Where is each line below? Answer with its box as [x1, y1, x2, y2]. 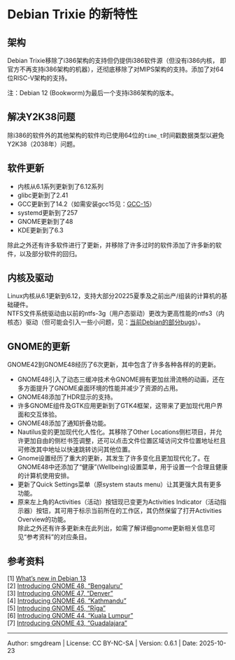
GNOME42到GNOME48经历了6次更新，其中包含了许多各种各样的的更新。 [7, 360, 220, 369]
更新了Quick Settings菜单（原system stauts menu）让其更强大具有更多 [17, 480, 222, 489]
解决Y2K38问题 [7, 111, 76, 123]
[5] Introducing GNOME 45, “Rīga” [7, 604, 106, 612]
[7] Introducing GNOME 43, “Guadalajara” [7, 619, 127, 627]
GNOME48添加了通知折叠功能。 [17, 419, 111, 428]
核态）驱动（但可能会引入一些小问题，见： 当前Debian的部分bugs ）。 [7, 318, 205, 326]
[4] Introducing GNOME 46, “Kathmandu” [7, 596, 127, 605]
